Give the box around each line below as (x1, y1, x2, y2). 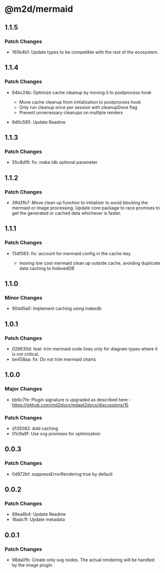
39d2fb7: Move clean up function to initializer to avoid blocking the (11, 199, 148, 205)
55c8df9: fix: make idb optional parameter (11, 159, 98, 165)
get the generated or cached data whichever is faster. (11, 210, 122, 216)
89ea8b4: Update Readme (11, 511, 66, 517)
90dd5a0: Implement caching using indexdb (11, 306, 102, 311)
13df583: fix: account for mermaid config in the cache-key (11, 250, 131, 256)
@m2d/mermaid (4, 3, 74, 15)
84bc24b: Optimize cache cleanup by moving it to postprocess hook (11, 89, 152, 95)
